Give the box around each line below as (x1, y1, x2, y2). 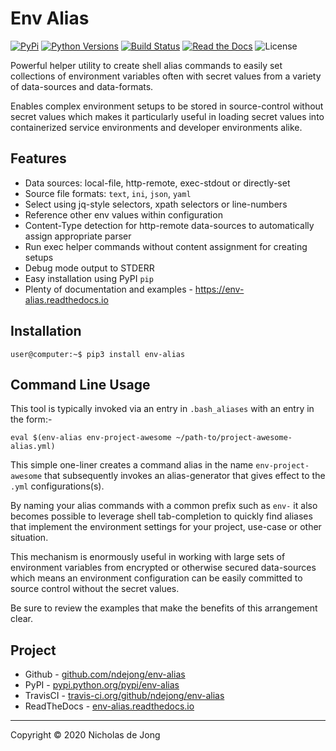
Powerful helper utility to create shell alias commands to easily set (10, 59, 283, 71)
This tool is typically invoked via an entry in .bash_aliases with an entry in (10, 403, 315, 415)
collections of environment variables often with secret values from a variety (10, 70, 322, 82)
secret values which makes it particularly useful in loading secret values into (10, 110, 325, 122)
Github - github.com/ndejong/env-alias (24, 668, 186, 681)
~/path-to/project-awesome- (175, 433, 293, 443)
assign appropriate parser (24, 230, 132, 242)
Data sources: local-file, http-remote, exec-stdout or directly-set (24, 177, 291, 189)
